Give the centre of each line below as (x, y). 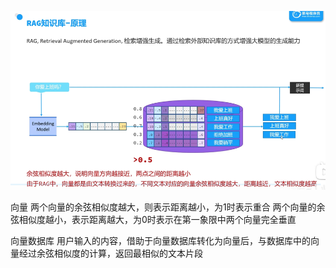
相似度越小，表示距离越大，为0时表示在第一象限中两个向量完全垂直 (157, 220)
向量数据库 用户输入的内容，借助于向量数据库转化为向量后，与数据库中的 (160, 241)
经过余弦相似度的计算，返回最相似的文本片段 (110, 253)
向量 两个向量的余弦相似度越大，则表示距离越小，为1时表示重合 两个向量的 (163, 207)
